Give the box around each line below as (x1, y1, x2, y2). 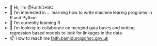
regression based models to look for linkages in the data (9, 30, 122, 35)
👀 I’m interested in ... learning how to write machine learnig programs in (9, 10, 153, 15)
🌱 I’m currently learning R (9, 20, 61, 25)
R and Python (9, 15, 37, 20)
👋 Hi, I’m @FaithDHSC (9, 5, 54, 10)
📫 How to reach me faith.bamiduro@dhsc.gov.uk (9, 35, 109, 41)
